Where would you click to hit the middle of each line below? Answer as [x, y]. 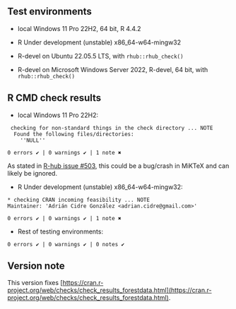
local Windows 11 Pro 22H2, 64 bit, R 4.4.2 [79, 28]
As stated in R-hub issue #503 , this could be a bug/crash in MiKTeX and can [118, 166]
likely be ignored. [33, 173]
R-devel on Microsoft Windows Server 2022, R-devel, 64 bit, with [113, 69]
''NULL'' [33, 140]
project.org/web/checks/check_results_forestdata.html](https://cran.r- [110, 290]
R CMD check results [54, 98]
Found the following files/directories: [74, 134]
